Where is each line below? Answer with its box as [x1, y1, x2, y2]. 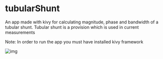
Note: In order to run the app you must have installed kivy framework [5, 39, 143, 44]
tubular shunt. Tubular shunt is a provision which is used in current [5, 24, 139, 30]
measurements [5, 29, 35, 35]
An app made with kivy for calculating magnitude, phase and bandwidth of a [5, 19, 159, 25]
